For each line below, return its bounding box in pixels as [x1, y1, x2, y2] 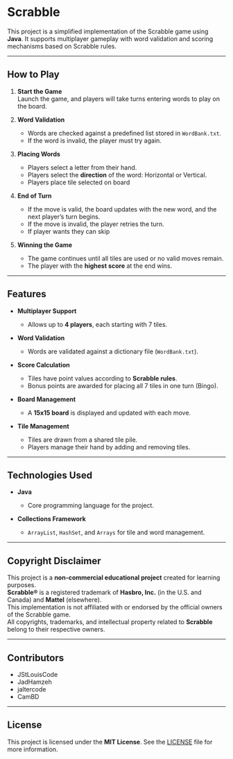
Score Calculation [17, 360, 71, 369]
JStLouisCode [17, 671, 58, 678]
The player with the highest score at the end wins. [27, 262, 173, 270]
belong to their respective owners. [7, 625, 105, 634]
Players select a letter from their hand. [27, 163, 137, 171]
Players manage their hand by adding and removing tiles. [27, 442, 191, 451]
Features [7, 288, 46, 300]
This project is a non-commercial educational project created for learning [7, 573, 221, 582]
